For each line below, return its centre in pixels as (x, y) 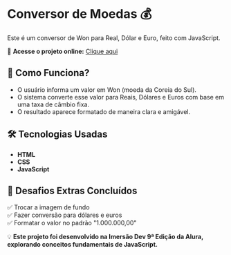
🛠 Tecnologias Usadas (57, 134)
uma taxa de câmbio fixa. (53, 104)
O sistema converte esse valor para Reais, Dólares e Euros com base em (121, 97)
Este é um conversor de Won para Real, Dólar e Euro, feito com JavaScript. (114, 38)
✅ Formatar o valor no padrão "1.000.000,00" (72, 223)
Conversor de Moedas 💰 (80, 14)
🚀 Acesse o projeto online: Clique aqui (63, 51)
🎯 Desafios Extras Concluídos (72, 190)
